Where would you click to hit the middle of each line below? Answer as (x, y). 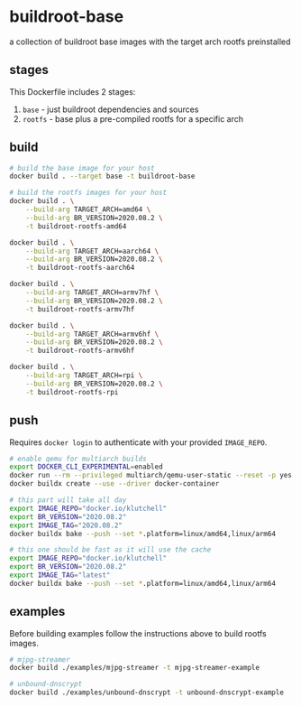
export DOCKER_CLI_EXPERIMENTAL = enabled (87, 467)
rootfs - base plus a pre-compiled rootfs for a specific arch (133, 118)
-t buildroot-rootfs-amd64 (76, 226)
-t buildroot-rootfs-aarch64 (80, 268)
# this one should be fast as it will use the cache (110, 550)
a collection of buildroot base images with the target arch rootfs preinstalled (150, 42)
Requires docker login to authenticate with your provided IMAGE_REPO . (138, 442)
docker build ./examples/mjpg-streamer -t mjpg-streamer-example (134, 668)
